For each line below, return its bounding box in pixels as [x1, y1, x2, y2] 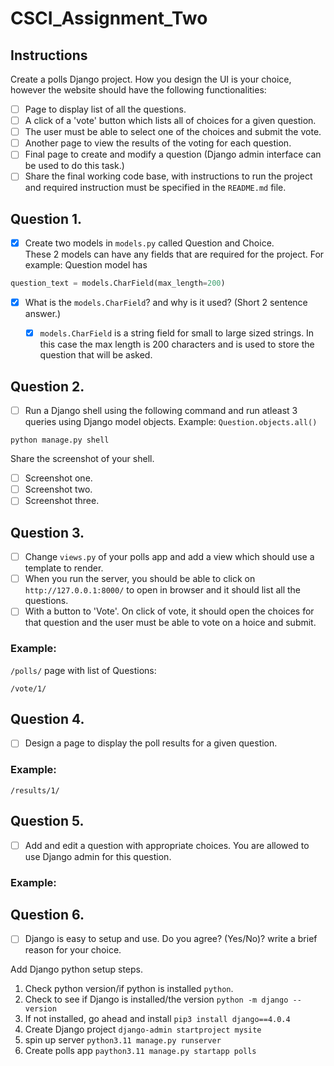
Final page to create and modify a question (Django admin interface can [24, 148, 322, 161]
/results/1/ [10, 785, 60, 796]
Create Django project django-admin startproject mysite [24, 1023, 262, 1036]
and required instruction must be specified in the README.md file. [24, 182, 287, 194]
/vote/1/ [10, 683, 47, 694]
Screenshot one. [24, 472, 93, 484]
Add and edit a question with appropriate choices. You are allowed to [24, 839, 310, 851]
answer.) [24, 308, 62, 320]
